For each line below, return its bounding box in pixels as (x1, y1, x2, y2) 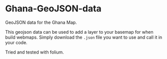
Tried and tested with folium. (5, 49, 64, 55)
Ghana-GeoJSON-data (5, 3, 101, 14)
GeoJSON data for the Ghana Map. (5, 19, 77, 25)
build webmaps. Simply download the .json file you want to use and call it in (5, 34, 162, 40)
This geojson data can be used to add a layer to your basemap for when (5, 29, 153, 35)
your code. (5, 39, 27, 45)
